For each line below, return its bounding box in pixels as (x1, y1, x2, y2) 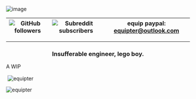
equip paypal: (127, 19, 166, 27)
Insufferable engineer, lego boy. (51, 49, 145, 58)
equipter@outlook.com (113, 27, 180, 34)
